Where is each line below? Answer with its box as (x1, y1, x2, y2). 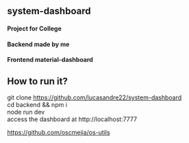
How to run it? (7, 75, 68, 87)
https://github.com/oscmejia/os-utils (7, 128, 111, 136)
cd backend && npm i (7, 100, 67, 108)
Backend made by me (7, 40, 70, 48)
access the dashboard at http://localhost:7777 (7, 115, 138, 123)
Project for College (7, 24, 62, 33)
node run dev (7, 108, 45, 116)
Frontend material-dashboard (7, 56, 94, 64)
